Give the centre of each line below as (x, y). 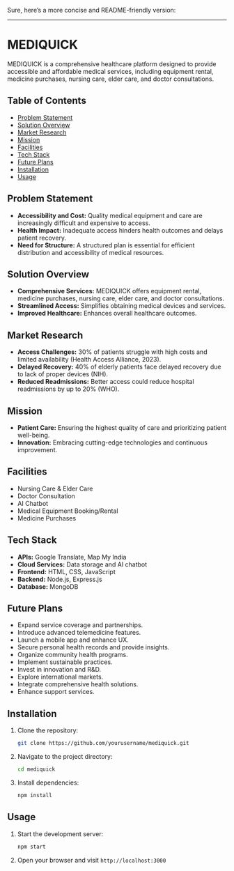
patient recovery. (42, 238)
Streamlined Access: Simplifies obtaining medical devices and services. (122, 306)
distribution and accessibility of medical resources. (91, 252)
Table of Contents (47, 101)
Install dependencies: (48, 783)
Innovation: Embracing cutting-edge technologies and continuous (112, 442)
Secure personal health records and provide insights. (93, 647)
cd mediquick (36, 769)
